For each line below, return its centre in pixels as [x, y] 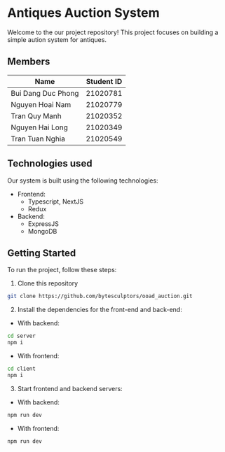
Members [29, 62]
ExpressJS [43, 224]
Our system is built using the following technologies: [83, 181]
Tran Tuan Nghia [38, 139]
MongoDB [42, 231]
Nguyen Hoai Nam [41, 104]
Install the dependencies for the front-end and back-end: [100, 310]
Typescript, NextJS [56, 202]
